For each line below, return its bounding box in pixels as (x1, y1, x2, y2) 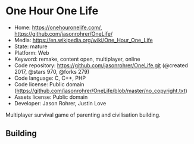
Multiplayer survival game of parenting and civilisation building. (5, 111, 161, 118)
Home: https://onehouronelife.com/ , (14, 24, 102, 31)
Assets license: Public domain (14, 93, 88, 101)
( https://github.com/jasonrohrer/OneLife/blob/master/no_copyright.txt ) (14, 87, 188, 94)
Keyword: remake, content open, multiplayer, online (14, 55, 140, 62)
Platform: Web (14, 49, 49, 56)
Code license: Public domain (14, 80, 85, 87)
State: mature (14, 43, 48, 50)
